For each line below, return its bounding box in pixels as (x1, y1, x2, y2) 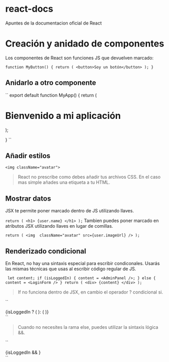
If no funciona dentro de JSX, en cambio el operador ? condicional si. (17, 289, 163, 295)
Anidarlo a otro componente (5, 79, 97, 87)
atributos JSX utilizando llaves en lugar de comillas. (5, 223, 114, 229)
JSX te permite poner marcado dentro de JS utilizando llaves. (5, 208, 134, 214)
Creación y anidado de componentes (5, 38, 164, 50)
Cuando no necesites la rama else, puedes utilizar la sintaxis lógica (17, 324, 159, 330)
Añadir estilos (5, 152, 51, 160)
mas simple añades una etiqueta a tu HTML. (17, 179, 110, 185)
